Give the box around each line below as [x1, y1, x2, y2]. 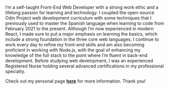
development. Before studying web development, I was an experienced [5, 58, 153, 63]
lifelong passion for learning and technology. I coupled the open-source [5, 10, 155, 16]
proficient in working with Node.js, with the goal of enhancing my [5, 47, 141, 53]
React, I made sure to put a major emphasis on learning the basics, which [5, 31, 158, 37]
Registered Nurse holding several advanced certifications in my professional [5, 63, 164, 69]
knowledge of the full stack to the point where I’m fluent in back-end [5, 52, 148, 58]
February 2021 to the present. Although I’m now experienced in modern [5, 26, 154, 32]
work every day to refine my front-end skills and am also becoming [5, 42, 145, 47]
